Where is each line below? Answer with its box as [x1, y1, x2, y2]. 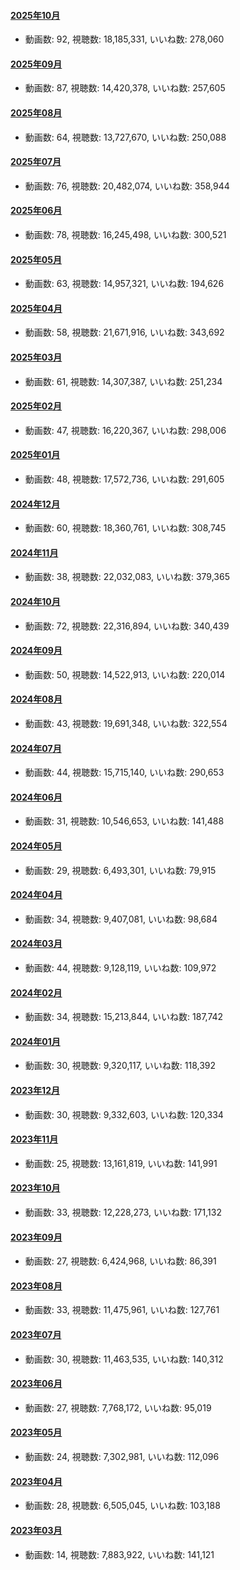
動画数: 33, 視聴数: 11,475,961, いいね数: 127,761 [24, 1304, 220, 1316]
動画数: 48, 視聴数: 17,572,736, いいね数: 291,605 [24, 473, 225, 485]
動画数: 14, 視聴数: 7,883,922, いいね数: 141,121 [24, 1548, 215, 1560]
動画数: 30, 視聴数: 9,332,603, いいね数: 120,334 [24, 1108, 224, 1120]
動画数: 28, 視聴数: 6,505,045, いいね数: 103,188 [24, 1500, 221, 1512]
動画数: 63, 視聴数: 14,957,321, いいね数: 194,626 [24, 278, 225, 290]
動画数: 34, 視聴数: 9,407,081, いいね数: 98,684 [24, 913, 218, 925]
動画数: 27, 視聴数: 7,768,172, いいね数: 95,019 [24, 1401, 212, 1414]
